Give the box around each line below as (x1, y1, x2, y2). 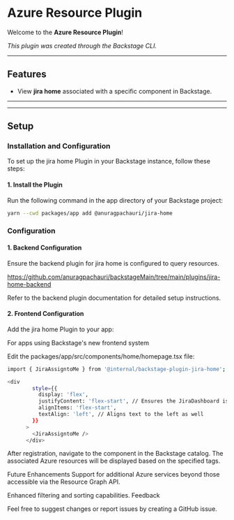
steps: (7, 164, 25, 173)
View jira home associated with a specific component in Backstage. (17, 87, 212, 95)
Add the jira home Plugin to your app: (7, 325, 114, 333)
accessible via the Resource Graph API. (7, 477, 120, 486)
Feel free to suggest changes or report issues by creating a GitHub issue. (7, 505, 217, 513)
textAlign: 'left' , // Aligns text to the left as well (38, 411, 204, 418)
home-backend (7, 280, 52, 288)
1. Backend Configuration (7, 243, 82, 252)
